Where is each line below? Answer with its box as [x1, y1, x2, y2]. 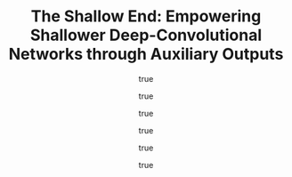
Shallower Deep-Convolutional [29, 25, 263, 45]
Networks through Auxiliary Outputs [8, 44, 284, 64]
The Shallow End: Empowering [30, 6, 262, 27]
